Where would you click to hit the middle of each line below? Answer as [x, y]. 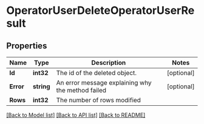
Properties [27, 46]
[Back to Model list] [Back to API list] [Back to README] [76, 115]
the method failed [81, 90]
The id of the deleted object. [97, 73]
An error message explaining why [104, 83]
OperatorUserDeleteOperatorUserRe [100, 11]
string [41, 86]
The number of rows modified [99, 100]
